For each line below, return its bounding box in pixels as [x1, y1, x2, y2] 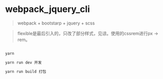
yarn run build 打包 [5, 69, 46, 74]
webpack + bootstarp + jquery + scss [17, 20, 95, 26]
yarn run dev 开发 [5, 60, 42, 65]
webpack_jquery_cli [5, 3, 90, 15]
